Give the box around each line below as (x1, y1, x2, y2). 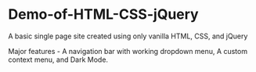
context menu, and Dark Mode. (8, 55, 108, 64)
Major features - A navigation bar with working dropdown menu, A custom (8, 46, 248, 56)
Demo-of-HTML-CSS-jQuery (8, 5, 199, 23)
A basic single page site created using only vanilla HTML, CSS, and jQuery (8, 31, 248, 41)
